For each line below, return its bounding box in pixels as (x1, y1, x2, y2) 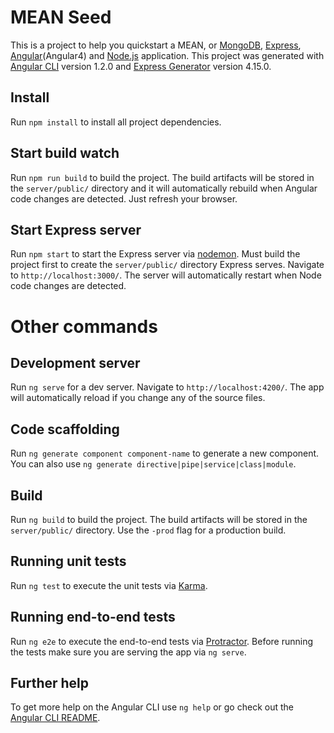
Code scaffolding (10, 421, 120, 438)
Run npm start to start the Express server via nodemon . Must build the (10, 248, 301, 260)
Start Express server (10, 221, 142, 238)
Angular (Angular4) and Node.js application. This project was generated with (10, 49, 325, 61)
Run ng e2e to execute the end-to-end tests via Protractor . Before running (10, 635, 314, 647)
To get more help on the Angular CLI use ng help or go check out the (10, 701, 294, 713)
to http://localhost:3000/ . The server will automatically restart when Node (10, 269, 322, 281)
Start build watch (10, 145, 120, 162)
